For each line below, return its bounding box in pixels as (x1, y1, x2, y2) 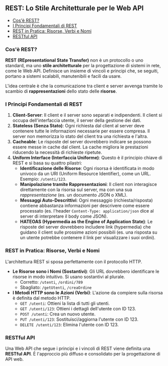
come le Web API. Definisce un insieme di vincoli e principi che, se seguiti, (5, 68, 159, 74)
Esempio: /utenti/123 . (20, 176, 67, 182)
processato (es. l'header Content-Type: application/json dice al (20, 208, 154, 214)
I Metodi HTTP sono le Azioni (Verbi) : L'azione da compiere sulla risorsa (12, 289, 163, 295)
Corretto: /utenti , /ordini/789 (20, 279, 83, 285)
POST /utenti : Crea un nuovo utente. (20, 311, 96, 317)
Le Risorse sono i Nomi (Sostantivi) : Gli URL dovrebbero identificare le (12, 268, 159, 274)
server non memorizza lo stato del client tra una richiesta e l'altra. (12, 133, 148, 139)
